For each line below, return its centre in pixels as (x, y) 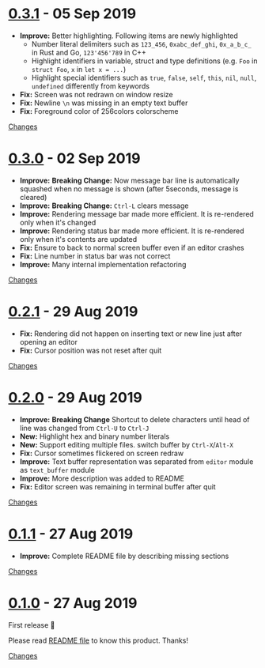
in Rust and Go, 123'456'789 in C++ (89, 52)
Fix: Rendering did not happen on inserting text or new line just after (131, 334)
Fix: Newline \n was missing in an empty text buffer (104, 103)
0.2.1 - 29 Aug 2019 (73, 312)
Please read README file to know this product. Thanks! (98, 640)
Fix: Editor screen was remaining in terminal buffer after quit (117, 486)
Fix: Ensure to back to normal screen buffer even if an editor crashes (132, 247)
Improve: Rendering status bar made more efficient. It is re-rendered (132, 231)
